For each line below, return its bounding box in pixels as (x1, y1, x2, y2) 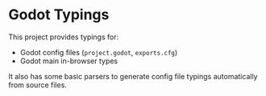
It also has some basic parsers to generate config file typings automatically (8, 71, 258, 81)
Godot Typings (8, 6, 110, 24)
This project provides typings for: (8, 32, 119, 42)
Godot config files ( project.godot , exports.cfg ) (19, 47, 178, 57)
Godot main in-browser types (19, 56, 118, 66)
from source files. (8, 80, 67, 90)
